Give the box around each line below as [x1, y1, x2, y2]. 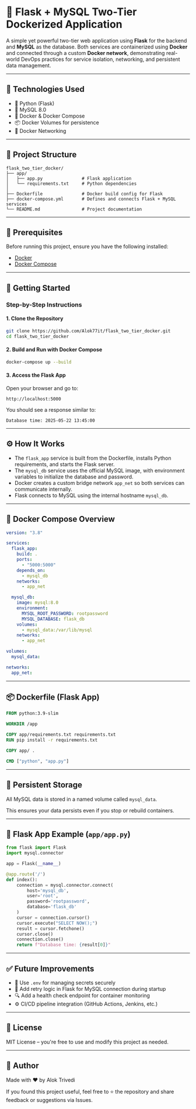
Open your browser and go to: [6, 384, 79, 391]
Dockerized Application [6, 18, 123, 31]
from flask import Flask [6, 845, 66, 850]
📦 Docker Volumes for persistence [14, 119, 99, 126]
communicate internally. [14, 485, 73, 492]
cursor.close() [16, 931, 54, 937]
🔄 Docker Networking [14, 127, 66, 134]
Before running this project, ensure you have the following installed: [6, 243, 169, 250]
